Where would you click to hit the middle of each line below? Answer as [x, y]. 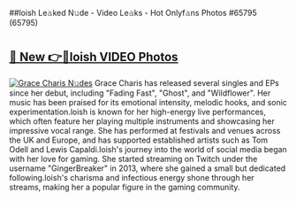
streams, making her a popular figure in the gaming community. [125, 187]
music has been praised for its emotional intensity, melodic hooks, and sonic [148, 102]
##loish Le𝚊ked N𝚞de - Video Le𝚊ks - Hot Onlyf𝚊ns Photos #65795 [133, 13]
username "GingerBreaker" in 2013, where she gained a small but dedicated [148, 168]
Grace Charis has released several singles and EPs [187, 82]
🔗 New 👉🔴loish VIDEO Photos [94, 57]
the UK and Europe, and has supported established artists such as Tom [139, 140]
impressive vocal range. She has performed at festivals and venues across [145, 130]
